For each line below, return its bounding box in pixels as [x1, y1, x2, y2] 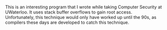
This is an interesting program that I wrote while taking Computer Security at [5, 4, 162, 10]
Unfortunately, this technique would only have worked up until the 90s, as [5, 15, 157, 20]
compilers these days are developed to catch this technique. [5, 19, 130, 25]
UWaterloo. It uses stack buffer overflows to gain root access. [5, 9, 133, 15]
